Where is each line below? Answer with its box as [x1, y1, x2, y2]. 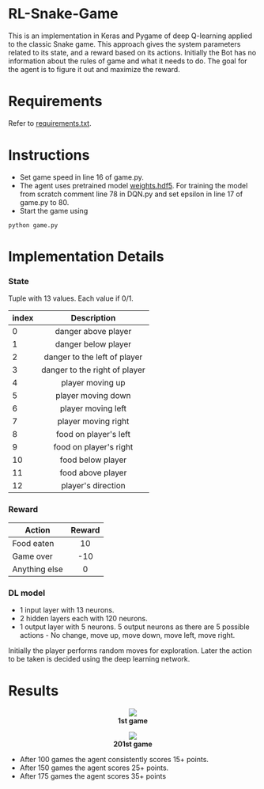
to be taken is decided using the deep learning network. [8, 654, 190, 663]
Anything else [12, 563, 63, 575]
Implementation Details [8, 248, 164, 265]
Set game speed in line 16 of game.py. [19, 172, 145, 182]
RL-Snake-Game [8, 5, 119, 23]
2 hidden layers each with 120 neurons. [19, 613, 148, 623]
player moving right [57, 416, 130, 427]
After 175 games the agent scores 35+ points [19, 771, 167, 780]
